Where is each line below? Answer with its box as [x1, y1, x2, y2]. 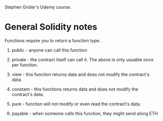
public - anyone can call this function [11, 47, 87, 53]
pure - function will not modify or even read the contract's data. [11, 101, 141, 107]
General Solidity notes [4, 22, 98, 32]
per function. [11, 61, 38, 68]
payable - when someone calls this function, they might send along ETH [11, 110, 158, 116]
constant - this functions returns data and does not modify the [11, 86, 138, 92]
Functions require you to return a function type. [4, 37, 101, 43]
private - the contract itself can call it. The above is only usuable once [11, 57, 154, 62]
